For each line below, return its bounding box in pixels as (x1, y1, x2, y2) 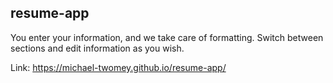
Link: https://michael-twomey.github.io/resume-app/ (10, 61, 227, 73)
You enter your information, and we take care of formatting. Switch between (10, 31, 324, 43)
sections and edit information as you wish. (10, 42, 185, 54)
